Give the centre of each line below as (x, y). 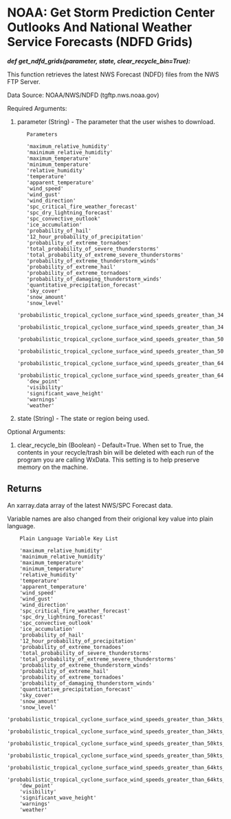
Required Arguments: (37, 108)
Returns (25, 489)
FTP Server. (24, 81)
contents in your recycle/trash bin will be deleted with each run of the (115, 452)
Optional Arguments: (36, 431)
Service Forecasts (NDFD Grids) (100, 42)
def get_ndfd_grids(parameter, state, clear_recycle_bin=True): (99, 61)
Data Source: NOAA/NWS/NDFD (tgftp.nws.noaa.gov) (83, 95)
